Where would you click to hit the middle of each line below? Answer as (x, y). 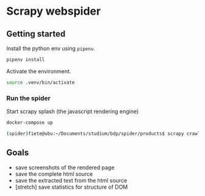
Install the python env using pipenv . (51, 48)
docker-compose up (30, 123)
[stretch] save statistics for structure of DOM (71, 187)
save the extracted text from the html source (71, 180)
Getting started (36, 34)
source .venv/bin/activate (41, 82)
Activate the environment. (39, 71)
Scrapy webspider (54, 11)
